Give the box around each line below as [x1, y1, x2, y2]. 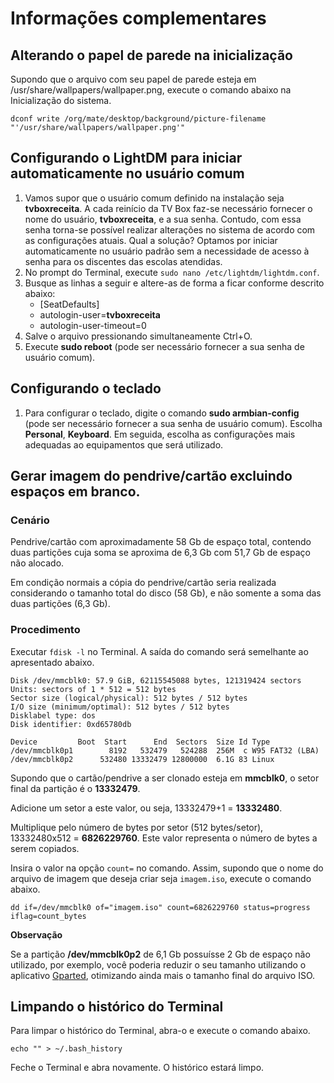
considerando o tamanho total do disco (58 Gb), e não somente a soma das [10, 587, 322, 599]
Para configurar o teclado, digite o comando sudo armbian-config [24, 407, 300, 419]
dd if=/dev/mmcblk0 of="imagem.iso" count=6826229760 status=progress [10, 902, 311, 912]
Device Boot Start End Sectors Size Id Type [10, 737, 271, 747]
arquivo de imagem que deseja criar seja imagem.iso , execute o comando [10, 872, 312, 884]
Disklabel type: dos [10, 710, 97, 721]
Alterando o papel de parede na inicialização [10, 47, 293, 64]
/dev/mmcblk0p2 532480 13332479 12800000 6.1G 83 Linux [10, 754, 275, 764]
